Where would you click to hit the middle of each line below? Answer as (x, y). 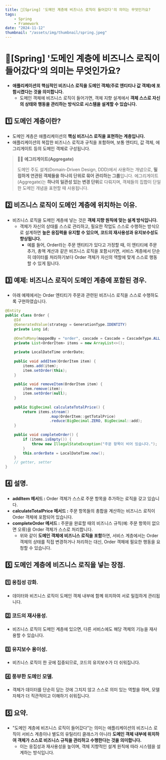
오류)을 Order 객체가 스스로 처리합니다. (55, 529)
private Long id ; (32, 329)
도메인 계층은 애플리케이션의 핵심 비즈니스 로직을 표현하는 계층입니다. (79, 136)
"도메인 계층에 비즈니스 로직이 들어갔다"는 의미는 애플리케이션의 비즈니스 (82, 728)
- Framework (26, 23)
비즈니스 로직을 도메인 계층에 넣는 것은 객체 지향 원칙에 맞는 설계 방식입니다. (85, 220)
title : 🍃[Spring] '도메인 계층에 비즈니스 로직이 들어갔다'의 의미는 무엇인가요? (78, 10)
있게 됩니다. (49, 263)
